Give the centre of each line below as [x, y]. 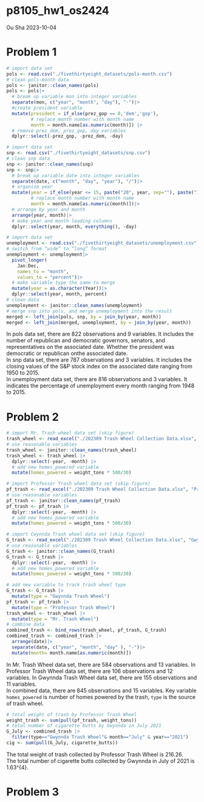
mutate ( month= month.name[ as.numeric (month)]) [72, 653]
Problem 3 [33, 792]
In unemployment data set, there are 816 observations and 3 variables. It [97, 379]
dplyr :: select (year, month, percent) [59, 294]
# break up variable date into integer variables [76, 175]
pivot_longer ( [29, 260]
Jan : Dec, [28, 266]
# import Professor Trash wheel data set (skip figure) [78, 484]
